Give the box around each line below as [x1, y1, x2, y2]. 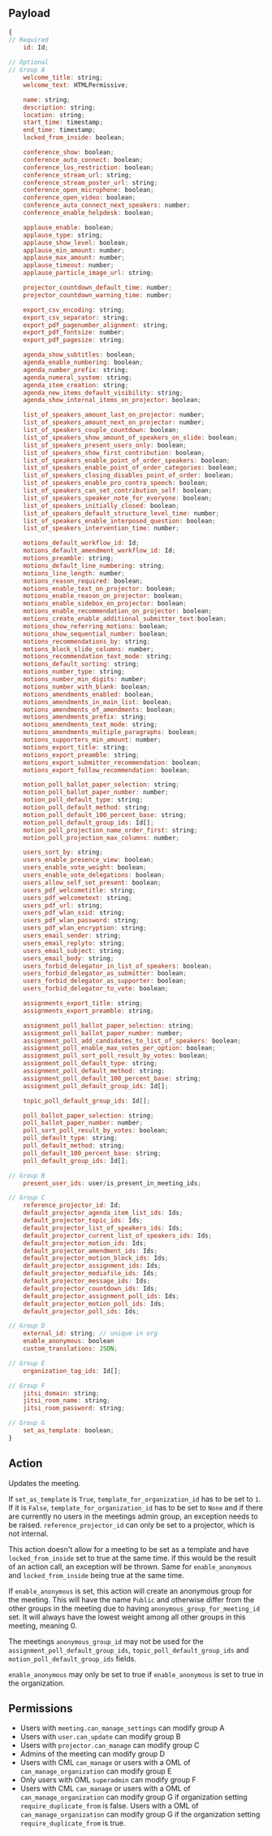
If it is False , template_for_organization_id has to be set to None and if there [8, 1502, 264, 1512]
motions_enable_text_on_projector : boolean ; [23, 584, 176, 592]
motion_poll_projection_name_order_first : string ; [23, 826, 198, 834]
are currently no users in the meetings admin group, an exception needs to [8, 1511, 258, 1521]
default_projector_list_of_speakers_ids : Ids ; [23, 1224, 183, 1232]
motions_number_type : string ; [23, 667, 126, 676]
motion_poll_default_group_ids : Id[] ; [23, 818, 154, 827]
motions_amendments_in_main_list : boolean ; [23, 697, 173, 706]
